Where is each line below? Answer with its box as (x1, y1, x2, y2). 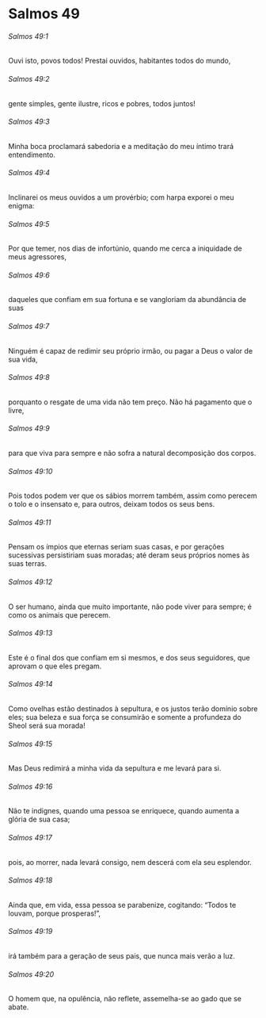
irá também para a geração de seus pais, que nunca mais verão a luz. (8, 951, 235, 961)
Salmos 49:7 (8, 322, 50, 331)
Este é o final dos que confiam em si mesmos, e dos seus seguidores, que (8, 653, 251, 662)
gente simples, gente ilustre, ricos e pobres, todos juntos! (8, 98, 196, 108)
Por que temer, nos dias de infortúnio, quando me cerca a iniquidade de (8, 243, 243, 254)
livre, (8, 405, 25, 415)
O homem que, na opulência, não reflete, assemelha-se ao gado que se (8, 994, 241, 1004)
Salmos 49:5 (8, 219, 50, 228)
